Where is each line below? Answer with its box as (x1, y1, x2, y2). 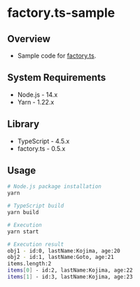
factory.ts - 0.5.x (17, 144, 66, 152)
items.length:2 (7, 260, 52, 267)
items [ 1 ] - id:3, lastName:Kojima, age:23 (7, 274, 133, 281)
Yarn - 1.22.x (17, 98, 55, 106)
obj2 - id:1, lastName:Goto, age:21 (7, 254, 114, 261)
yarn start (7, 228, 39, 235)
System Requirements (7, 72, 106, 84)
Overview (7, 33, 51, 45)
